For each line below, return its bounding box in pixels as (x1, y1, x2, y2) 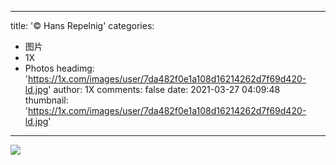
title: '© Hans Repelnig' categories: (10, 20, 155, 31)
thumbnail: (24, 94, 69, 106)
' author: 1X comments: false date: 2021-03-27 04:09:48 (48, 84, 281, 95)
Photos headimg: (24, 62, 95, 74)
